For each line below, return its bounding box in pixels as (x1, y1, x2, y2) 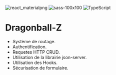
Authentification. (12, 44, 47, 50)
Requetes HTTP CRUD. (12, 49, 60, 55)
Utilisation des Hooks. (12, 60, 58, 66)
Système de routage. (12, 38, 56, 44)
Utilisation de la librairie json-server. (12, 54, 87, 60)
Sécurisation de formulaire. (12, 65, 68, 71)
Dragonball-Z (5, 22, 62, 33)
